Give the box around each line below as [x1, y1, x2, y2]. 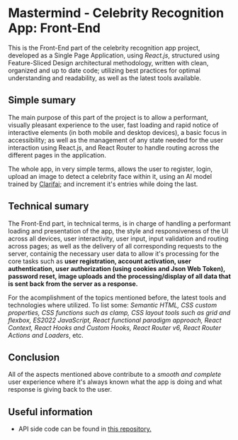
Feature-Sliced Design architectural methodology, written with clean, [8, 58, 209, 67]
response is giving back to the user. [8, 385, 113, 394]
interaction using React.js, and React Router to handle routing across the [8, 143, 220, 152]
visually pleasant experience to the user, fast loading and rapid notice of [8, 121, 219, 129]
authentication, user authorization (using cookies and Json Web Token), [8, 264, 225, 273]
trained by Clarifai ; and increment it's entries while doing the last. [8, 180, 198, 188]
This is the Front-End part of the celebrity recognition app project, [8, 43, 200, 52]
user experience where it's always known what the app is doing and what [8, 378, 222, 386]
